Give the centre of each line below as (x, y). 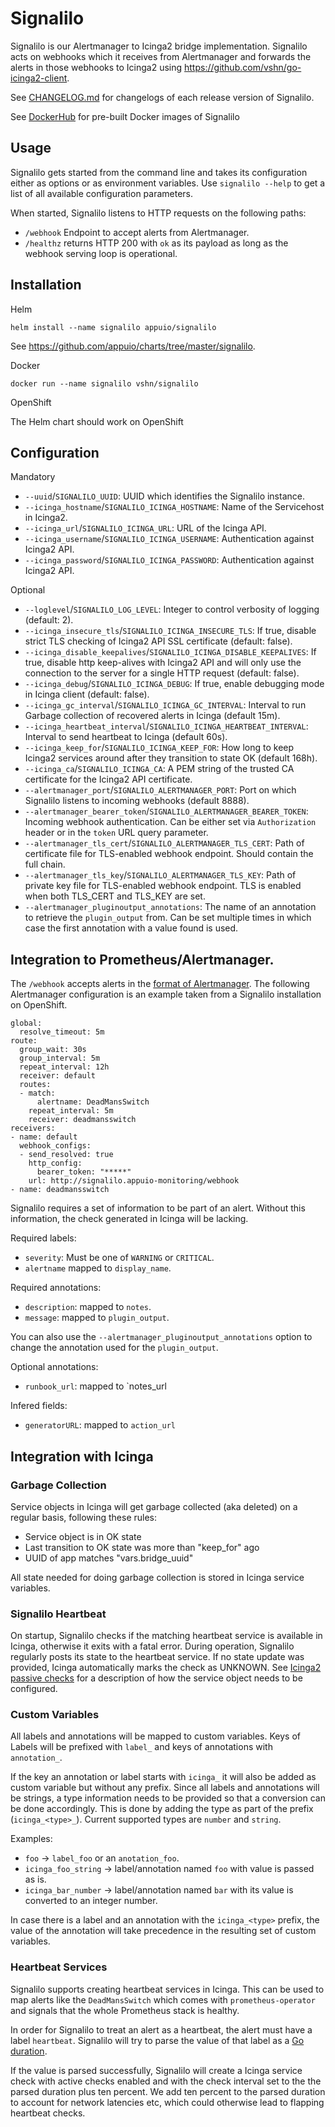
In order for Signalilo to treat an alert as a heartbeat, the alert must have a (161, 2029)
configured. (34, 1689)
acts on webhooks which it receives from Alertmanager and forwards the (161, 56)
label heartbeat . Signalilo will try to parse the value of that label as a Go (157, 2040)
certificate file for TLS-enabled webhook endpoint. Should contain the (169, 854)
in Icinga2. (46, 518)
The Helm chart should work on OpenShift (97, 421)
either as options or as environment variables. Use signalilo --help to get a (168, 183)
